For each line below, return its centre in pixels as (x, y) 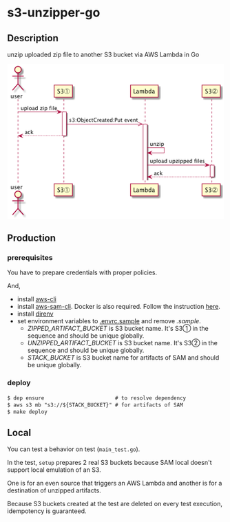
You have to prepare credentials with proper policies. (82, 272)
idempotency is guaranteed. (47, 511)
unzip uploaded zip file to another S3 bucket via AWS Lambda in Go (103, 54)
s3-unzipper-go (54, 13)
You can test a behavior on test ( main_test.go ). (74, 449)
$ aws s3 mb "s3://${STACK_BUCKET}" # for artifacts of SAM (95, 405)
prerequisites (30, 257)
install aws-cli (37, 299)
